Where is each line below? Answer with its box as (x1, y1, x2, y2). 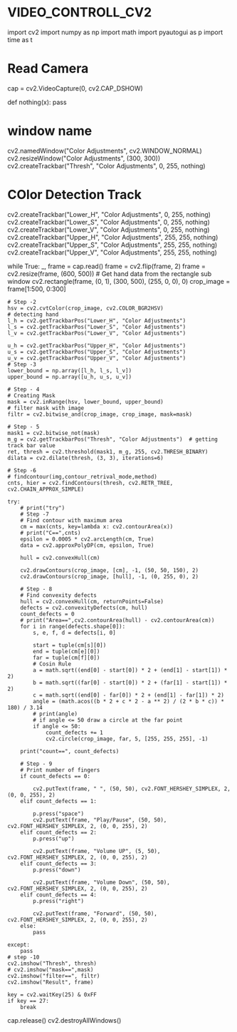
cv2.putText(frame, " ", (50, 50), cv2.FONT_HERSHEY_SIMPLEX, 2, (33, 785, 231, 792)
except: (7, 941, 31, 949)
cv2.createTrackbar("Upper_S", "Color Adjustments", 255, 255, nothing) (7, 240, 218, 249)
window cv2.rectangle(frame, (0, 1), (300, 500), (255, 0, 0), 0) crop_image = (7, 277, 231, 285)
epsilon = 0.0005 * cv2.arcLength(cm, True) (20, 536, 154, 543)
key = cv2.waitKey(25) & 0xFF (7, 991, 98, 998)
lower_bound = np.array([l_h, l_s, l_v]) (7, 367, 132, 374)
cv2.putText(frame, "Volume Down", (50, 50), (33, 879, 171, 886)
